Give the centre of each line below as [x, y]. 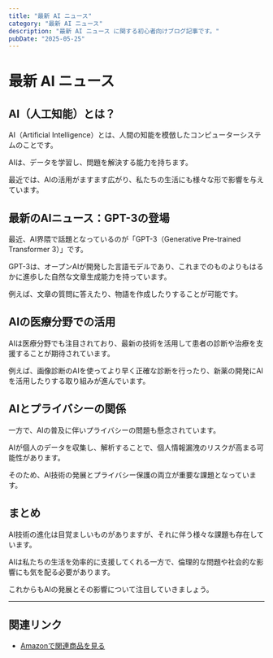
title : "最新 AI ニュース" [50, 16]
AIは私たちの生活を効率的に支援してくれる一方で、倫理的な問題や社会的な [133, 561]
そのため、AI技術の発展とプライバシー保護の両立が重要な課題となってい [129, 475]
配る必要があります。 [79, 572]
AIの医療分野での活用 [62, 322]
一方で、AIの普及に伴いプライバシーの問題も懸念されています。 [115, 430]
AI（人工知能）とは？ [62, 113]
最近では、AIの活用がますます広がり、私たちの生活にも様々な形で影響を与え [136, 180]
